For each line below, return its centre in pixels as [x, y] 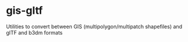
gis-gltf [25, 11]
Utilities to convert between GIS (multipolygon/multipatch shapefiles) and [94, 26]
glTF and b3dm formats [34, 32]
